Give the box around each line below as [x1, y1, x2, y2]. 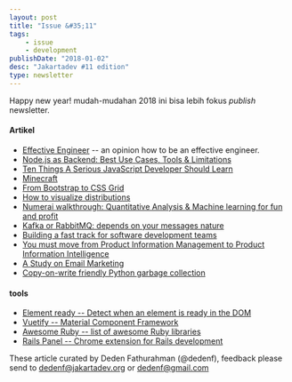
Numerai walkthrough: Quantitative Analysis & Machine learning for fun [21, 201, 283, 211]
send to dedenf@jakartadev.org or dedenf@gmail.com [9, 362, 209, 373]
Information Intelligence [21, 248, 109, 259]
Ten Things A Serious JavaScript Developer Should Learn [21, 163, 233, 174]
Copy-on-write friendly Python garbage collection [21, 267, 207, 278]
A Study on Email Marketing [21, 258, 125, 268]
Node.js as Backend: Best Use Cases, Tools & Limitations [21, 154, 231, 164]
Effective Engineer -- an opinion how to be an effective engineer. [21, 144, 260, 155]
